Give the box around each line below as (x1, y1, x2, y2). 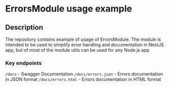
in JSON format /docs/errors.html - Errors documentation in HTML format (5, 76, 161, 82)
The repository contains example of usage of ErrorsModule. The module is (5, 36, 161, 42)
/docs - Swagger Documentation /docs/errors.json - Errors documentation (5, 71, 163, 77)
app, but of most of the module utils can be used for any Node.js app (5, 47, 150, 53)
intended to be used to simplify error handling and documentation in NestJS (5, 42, 164, 48)
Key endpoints (5, 59, 42, 66)
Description (5, 23, 43, 32)
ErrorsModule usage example (5, 3, 132, 15)
